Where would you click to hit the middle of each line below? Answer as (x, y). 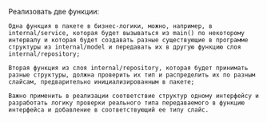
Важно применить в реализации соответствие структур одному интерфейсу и (134, 96)
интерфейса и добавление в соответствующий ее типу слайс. (109, 110)
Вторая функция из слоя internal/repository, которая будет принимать (128, 68)
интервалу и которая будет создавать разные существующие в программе (128, 40)
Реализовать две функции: (54, 12)
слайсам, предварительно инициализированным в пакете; (102, 82)
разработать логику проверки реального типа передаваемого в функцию (127, 103)
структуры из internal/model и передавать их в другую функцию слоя (125, 47)
